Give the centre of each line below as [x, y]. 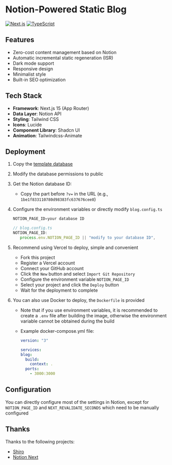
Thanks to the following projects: [40, 441]
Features [20, 40]
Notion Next [25, 457]
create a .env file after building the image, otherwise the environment [93, 315]
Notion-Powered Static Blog [66, 10]
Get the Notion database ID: [42, 184]
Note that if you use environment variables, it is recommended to [89, 310]
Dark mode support [33, 63]
